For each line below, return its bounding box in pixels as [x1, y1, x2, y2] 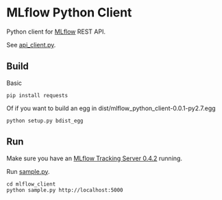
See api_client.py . [6, 40, 56, 49]
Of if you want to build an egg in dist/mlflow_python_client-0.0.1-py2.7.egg [6, 104, 217, 112]
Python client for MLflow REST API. [6, 27, 106, 36]
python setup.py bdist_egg [6, 117, 84, 124]
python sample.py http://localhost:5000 [6, 186, 124, 193]
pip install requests [6, 92, 69, 99]
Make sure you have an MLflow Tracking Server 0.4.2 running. [6, 154, 183, 162]
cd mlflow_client [6, 180, 56, 188]
